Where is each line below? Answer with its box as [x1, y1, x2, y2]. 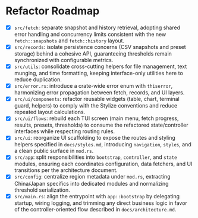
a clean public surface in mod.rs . [14, 148, 94, 155]
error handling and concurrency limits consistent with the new [14, 31, 166, 38]
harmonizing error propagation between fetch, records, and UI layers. [14, 89, 185, 96]
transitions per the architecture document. [14, 167, 118, 174]
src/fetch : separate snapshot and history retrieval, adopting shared [14, 24, 181, 31]
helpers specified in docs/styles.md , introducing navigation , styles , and [14, 141, 191, 148]
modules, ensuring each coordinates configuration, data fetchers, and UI [14, 160, 193, 168]
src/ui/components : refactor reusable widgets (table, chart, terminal [14, 96, 180, 103]
